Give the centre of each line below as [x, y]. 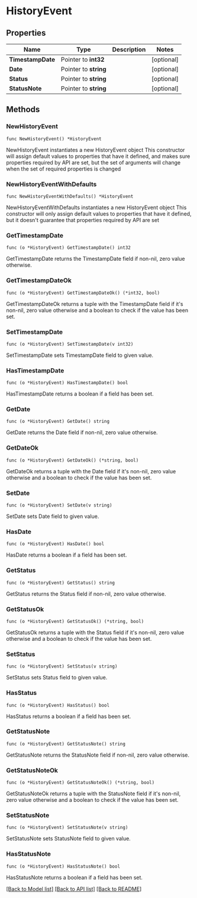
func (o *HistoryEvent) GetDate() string [58, 422]
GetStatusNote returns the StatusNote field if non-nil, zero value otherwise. [98, 755]
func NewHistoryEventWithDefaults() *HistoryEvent [70, 196]
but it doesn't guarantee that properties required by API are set [83, 220]
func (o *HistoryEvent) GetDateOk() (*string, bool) [72, 460]
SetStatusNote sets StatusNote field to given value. [69, 839]
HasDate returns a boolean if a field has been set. [67, 555]
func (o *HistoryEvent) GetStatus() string [61, 583]
